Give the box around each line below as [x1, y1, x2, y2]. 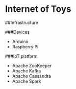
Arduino [12, 38, 28, 44]
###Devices [5, 29, 30, 35]
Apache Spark [12, 78, 42, 84]
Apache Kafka [12, 67, 41, 74]
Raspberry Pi [12, 44, 39, 49]
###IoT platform [5, 53, 38, 59]
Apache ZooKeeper [12, 63, 52, 68]
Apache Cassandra [12, 73, 51, 79]
